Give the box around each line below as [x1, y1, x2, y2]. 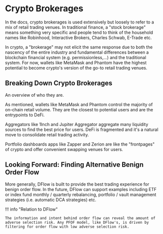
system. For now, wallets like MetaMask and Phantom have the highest [5, 60, 147, 65]
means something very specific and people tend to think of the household [5, 29, 153, 35]
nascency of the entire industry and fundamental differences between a [5, 49, 149, 55]
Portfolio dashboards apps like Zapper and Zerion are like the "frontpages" [5, 141, 155, 147]
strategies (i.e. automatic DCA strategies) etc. [5, 196, 96, 203]
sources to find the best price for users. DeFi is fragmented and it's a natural [5, 127, 159, 132]
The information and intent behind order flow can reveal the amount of [5, 215, 156, 220]
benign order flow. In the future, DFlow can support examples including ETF [5, 186, 157, 192]
